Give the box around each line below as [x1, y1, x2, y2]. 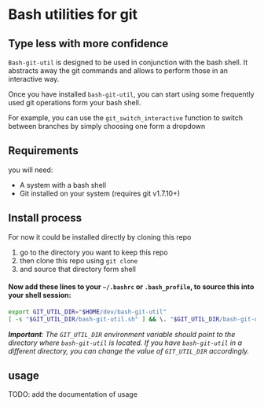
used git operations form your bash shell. [8, 98, 141, 107]
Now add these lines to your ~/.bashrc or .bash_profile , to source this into [8, 282, 255, 291]
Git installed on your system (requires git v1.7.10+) [19, 189, 181, 198]
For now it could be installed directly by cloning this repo [8, 232, 192, 241]
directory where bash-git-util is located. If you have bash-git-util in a [8, 338, 242, 347]
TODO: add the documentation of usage [8, 390, 137, 399]
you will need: [8, 165, 53, 174]
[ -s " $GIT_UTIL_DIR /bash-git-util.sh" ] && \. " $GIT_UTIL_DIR [8, 315, 220, 323]
